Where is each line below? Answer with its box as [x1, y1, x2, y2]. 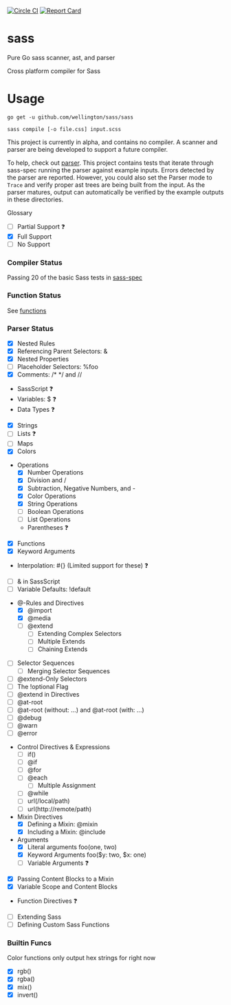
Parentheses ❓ [27, 523, 69, 531]
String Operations [27, 499, 78, 508]
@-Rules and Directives [16, 599, 85, 607]
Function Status [7, 290, 62, 300]
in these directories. [7, 195, 64, 203]
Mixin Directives [16, 813, 63, 821]
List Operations [27, 515, 71, 524]
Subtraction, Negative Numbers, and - [27, 484, 136, 492]
